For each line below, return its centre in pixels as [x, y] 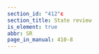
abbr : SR [20, 33]
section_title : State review [49, 20]
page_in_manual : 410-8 [40, 40]
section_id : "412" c [36, 14]
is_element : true [32, 27]
